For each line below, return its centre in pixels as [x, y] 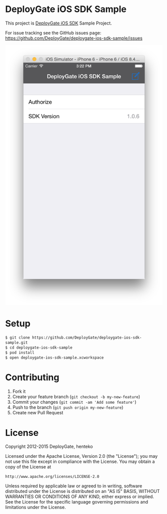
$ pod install [20, 352]
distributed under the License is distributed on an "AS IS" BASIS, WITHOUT [82, 491]
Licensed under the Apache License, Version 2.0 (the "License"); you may [81, 456]
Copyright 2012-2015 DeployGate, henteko [49, 446]
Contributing [32, 377]
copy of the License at [28, 467]
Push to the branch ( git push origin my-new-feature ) [68, 407]
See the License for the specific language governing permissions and [77, 502]
